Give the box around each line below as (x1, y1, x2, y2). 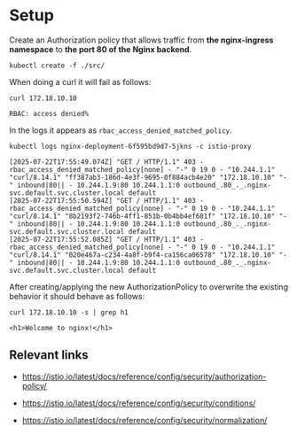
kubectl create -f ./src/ (9, 61, 105, 70)
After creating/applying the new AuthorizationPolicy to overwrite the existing (9, 281, 288, 292)
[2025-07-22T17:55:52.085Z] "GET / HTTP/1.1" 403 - (9, 235, 204, 244)
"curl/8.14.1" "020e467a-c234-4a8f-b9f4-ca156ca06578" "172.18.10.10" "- (9, 250, 288, 260)
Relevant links (9, 347, 89, 363)
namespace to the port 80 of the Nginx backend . (9, 43, 192, 54)
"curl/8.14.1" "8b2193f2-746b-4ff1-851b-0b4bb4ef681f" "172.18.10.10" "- (9, 212, 288, 221)
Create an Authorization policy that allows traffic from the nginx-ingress (9, 35, 274, 45)
